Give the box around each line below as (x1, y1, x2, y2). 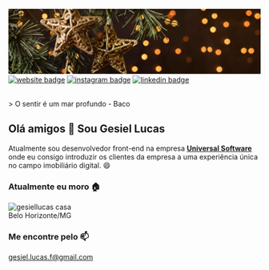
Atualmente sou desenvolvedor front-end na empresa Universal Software (8, 143, 252, 153)
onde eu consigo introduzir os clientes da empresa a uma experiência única (8, 151, 259, 161)
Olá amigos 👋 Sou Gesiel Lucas (8, 122, 166, 136)
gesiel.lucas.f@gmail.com (8, 252, 94, 262)
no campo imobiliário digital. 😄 (8, 160, 110, 170)
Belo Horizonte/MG (8, 211, 72, 220)
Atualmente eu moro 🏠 (8, 181, 101, 192)
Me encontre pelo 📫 (8, 231, 90, 242)
